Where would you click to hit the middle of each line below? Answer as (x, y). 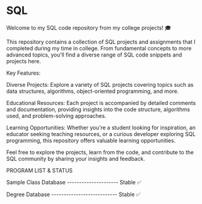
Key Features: (23, 73)
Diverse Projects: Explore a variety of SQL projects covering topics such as (100, 84)
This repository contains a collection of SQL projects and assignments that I (101, 42)
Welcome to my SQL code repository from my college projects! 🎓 (89, 27)
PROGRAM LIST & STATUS (39, 170)
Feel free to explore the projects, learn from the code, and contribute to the (100, 152)
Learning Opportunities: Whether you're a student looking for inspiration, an (101, 127)
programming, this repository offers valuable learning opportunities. (91, 140)
